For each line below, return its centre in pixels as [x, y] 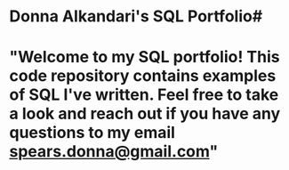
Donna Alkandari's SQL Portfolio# [136, 16]
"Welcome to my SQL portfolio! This [144, 57]
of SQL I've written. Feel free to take [144, 95]
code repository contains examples [143, 76]
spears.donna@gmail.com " [114, 152]
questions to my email [92, 133]
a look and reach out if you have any [145, 114]
